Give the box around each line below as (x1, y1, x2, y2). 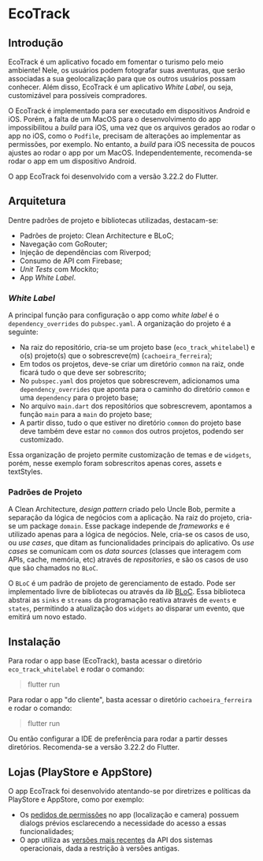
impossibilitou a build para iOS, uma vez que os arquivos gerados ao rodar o (8, 123, 256, 132)
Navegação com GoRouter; (19, 239, 108, 249)
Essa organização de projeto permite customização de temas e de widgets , (8, 450, 252, 460)
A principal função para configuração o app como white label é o (8, 310, 220, 320)
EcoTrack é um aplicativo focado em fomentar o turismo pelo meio (8, 57, 224, 66)
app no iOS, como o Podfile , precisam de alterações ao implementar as (8, 131, 242, 141)
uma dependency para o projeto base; (19, 393, 139, 403)
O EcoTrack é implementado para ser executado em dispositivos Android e (8, 106, 250, 115)
